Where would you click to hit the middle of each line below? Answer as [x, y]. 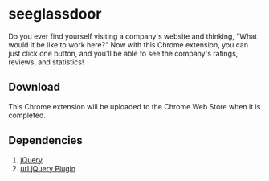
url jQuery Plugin [48, 168]
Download [34, 87]
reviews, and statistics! [46, 62]
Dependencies [45, 140]
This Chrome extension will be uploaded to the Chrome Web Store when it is [134, 106]
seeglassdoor [55, 14]
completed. [27, 115]
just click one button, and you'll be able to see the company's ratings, [123, 53]
